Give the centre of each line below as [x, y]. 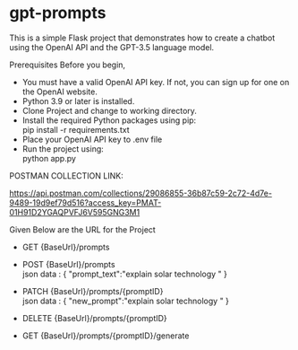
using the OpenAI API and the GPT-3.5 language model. [112, 47]
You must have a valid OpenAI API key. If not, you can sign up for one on [156, 82]
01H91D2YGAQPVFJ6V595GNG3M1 [75, 212]
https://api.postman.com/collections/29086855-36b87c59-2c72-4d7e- [141, 193]
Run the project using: [63, 149]
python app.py [49, 158]
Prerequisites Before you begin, [68, 65]
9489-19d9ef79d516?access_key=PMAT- [85, 202]
